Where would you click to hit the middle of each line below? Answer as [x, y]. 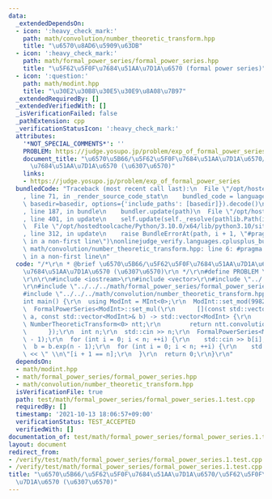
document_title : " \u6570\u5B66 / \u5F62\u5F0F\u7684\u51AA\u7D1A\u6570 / [144, 159]
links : [34, 174]
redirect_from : [34, 452]
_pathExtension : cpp [50, 121]
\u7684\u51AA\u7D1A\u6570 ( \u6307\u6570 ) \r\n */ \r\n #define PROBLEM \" [146, 272]
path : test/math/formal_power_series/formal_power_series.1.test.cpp [135, 400]
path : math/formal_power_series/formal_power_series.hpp [121, 61]
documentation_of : [39, 437]
